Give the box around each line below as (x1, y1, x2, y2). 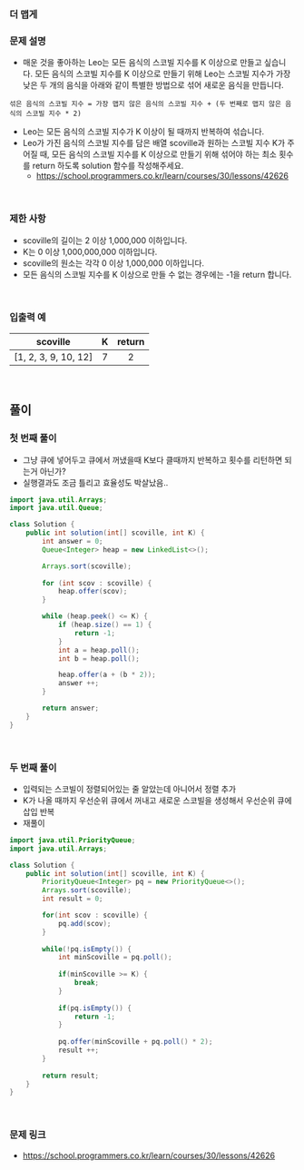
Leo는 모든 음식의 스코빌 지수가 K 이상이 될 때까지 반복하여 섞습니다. (22, 126, 265, 137)
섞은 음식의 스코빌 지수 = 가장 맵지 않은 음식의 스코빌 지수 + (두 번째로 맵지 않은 (9, 100, 281, 109)
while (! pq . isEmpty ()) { (42, 944, 132, 954)
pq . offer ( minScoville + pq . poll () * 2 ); (57, 1037, 213, 1047)
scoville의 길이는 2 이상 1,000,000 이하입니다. (22, 234, 188, 246)
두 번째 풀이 (9, 761, 57, 773)
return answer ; (42, 703, 100, 713)
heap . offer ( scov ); (57, 587, 128, 596)
